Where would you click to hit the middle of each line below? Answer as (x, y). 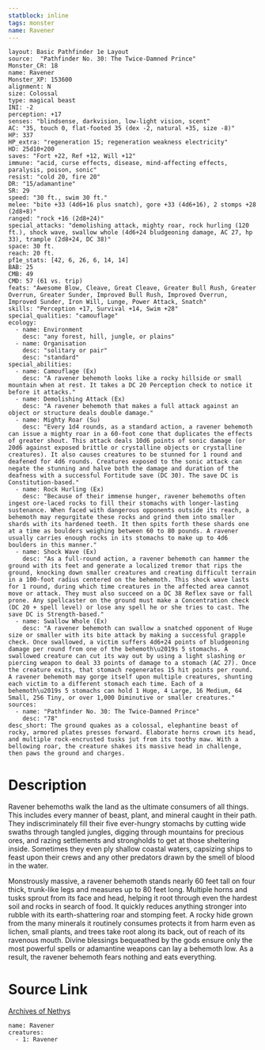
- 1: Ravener (37, 1040)
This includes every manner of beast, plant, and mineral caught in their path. (132, 815)
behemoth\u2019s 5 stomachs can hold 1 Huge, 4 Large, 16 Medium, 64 (125, 691)
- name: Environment (49, 330)
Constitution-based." (44, 483)
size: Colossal (33, 94)
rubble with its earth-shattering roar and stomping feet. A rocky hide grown (131, 915)
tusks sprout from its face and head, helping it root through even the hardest (132, 898)
